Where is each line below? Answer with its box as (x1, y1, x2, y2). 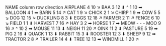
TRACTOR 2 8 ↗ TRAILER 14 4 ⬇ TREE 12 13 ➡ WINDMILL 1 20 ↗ (5, 36, 139, 42)
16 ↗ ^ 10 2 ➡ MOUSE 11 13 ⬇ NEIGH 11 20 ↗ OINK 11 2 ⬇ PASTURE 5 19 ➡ (5, 25, 158, 31)
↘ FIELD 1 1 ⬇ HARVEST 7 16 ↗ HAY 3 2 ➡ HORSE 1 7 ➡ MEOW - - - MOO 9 (5, 20, 161, 26)
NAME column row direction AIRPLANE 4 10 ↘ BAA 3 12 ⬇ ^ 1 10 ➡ (5, 4, 142, 10)
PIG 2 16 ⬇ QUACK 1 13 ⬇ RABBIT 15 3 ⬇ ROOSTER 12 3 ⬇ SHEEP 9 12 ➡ (5, 31, 156, 36)
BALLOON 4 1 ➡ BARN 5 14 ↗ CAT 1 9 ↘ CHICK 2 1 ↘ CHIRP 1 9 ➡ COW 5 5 (5, 9, 161, 15)
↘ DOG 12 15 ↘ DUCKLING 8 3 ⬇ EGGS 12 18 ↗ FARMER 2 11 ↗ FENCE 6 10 (5, 15, 160, 20)
